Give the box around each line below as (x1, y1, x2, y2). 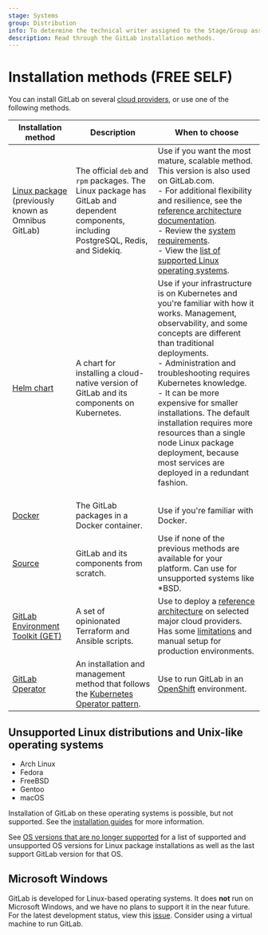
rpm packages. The (75, 175, 146, 187)
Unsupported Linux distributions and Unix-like (8, 725, 243, 739)
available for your (157, 553, 223, 564)
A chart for (75, 358, 116, 369)
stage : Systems (8, 11, 59, 20)
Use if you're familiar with (157, 505, 254, 517)
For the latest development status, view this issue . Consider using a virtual (8, 910, 253, 920)
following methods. (8, 103, 72, 112)
